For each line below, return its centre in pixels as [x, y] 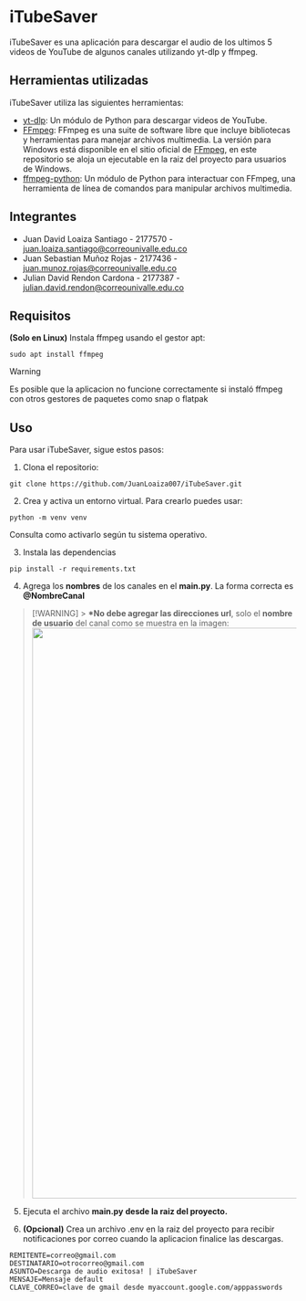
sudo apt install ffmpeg [56, 355]
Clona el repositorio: [61, 467]
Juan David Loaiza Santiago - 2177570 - [97, 238]
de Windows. [47, 168]
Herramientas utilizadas [79, 81]
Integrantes [43, 217]
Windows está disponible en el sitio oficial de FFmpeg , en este [140, 149]
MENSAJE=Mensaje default [56, 1280]
